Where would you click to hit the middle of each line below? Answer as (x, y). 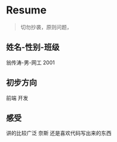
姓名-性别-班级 (33, 47)
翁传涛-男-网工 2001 (30, 63)
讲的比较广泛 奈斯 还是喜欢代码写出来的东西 (59, 133)
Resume (26, 10)
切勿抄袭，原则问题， (46, 27)
